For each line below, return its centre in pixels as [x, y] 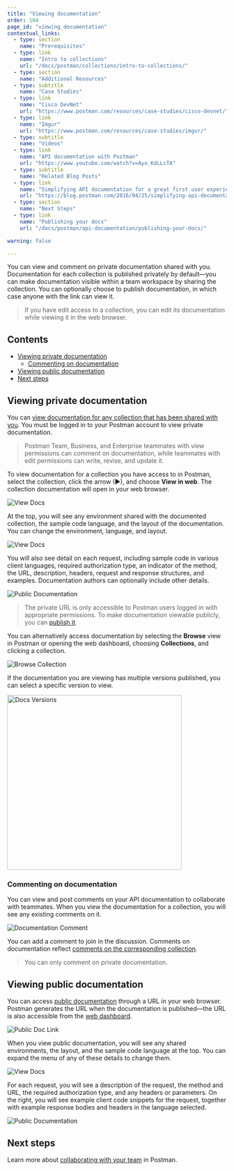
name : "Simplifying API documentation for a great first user [112, 189]
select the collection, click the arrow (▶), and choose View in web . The [110, 482]
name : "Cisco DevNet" [51, 105]
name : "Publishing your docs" [64, 222]
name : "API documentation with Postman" [79, 157]
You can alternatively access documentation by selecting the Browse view [114, 636]
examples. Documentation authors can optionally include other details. [109, 580]
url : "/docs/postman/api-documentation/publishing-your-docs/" [114, 228]
